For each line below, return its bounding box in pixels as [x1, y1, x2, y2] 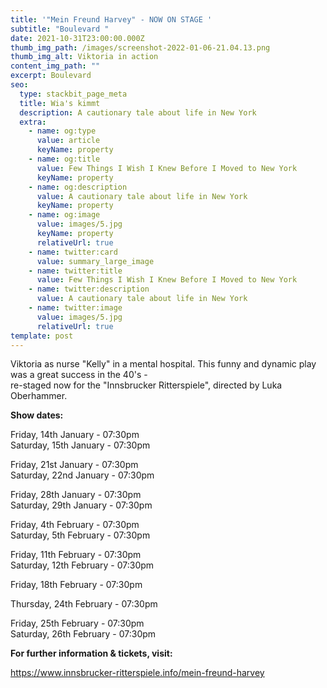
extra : [19, 117, 47, 127]
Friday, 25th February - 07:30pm [10, 617, 145, 630]
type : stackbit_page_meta [19, 89, 128, 99]
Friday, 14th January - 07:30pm [10, 429, 140, 441]
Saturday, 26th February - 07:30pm [10, 628, 157, 640]
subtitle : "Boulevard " [10, 24, 110, 34]
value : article [36, 136, 101, 146]
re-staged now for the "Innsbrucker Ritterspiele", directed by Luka [10, 379, 283, 391]
